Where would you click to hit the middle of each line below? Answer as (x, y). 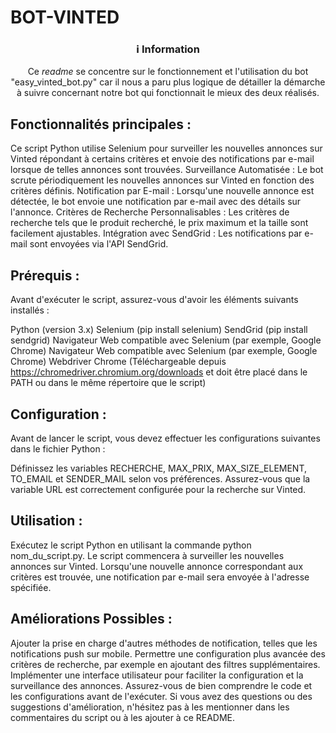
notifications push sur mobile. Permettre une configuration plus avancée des (168, 653)
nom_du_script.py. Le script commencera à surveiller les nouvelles (147, 555)
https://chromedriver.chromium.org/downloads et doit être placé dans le (159, 372)
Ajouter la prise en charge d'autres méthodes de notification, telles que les (164, 643)
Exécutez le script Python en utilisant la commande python (131, 545)
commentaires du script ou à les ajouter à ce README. (123, 717)
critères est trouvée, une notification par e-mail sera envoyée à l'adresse (160, 577)
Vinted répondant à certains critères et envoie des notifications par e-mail (162, 159)
